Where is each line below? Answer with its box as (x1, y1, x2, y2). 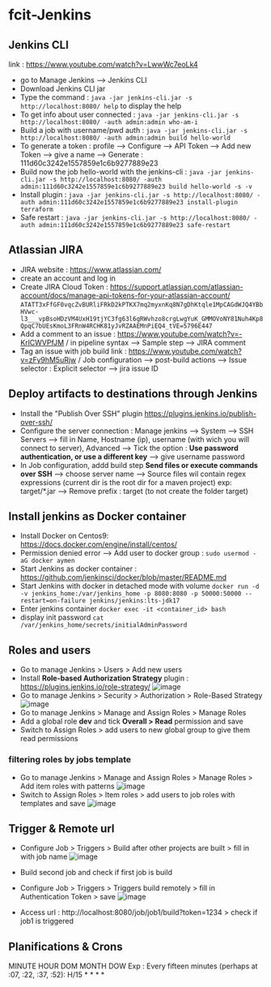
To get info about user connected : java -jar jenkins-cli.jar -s (19, 109, 239, 119)
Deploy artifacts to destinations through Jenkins (8, 387, 258, 401)
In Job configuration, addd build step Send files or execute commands (19, 460, 259, 470)
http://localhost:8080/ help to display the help (19, 101, 182, 110)
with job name (19, 852, 68, 861)
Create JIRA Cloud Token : (19, 281, 109, 291)
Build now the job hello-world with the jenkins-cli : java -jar (19, 167, 222, 176)
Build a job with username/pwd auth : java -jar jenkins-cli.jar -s (19, 126, 248, 135)
